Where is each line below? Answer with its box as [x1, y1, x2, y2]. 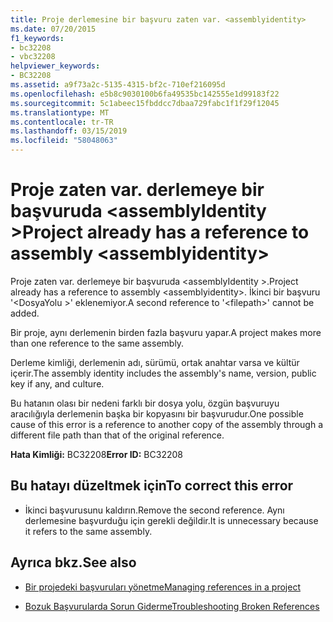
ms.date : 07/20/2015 [10, 24, 97, 34]
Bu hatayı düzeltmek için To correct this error [10, 477, 294, 495]
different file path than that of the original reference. [10, 429, 225, 441]
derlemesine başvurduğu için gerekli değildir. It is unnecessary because [24, 514, 319, 526]
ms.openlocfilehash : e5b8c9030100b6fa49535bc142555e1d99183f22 [10, 89, 280, 99]
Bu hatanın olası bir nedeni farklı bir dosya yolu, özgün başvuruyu [10, 397, 280, 409]
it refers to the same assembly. [24, 525, 153, 537]
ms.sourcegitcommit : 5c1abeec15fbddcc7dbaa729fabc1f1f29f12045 [10, 98, 280, 108]
